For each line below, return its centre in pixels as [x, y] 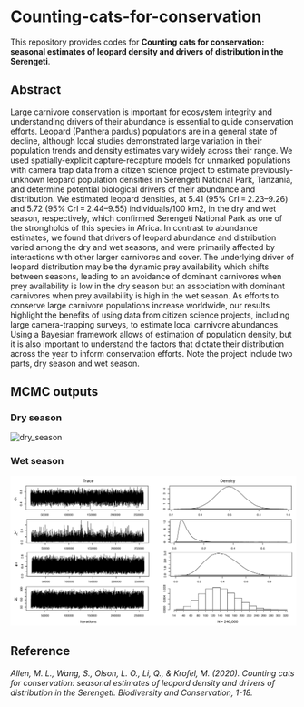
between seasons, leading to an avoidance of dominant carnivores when [146, 276]
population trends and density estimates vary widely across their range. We [152, 150]
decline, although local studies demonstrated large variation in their [136, 141]
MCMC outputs [54, 392]
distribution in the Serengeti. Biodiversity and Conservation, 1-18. [132, 692]
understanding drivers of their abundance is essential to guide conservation [152, 121]
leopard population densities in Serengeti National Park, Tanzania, [170, 179]
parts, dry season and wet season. [75, 363]
